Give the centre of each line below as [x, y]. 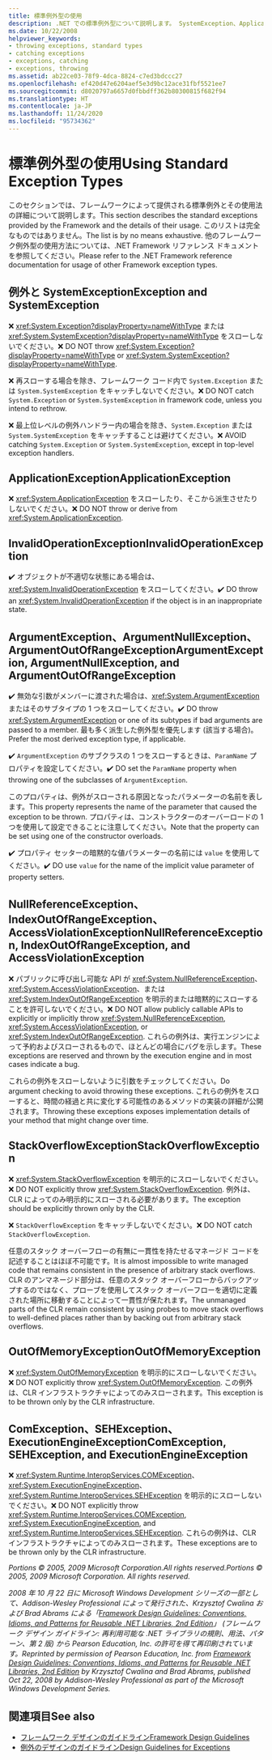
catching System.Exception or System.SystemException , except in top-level [131, 444]
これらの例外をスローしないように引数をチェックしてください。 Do [119, 1081]
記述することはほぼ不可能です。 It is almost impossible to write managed [128, 1260]
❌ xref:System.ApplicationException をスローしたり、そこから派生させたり [133, 499]
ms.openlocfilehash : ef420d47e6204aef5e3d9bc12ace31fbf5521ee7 [117, 83]
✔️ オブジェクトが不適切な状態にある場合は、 [84, 576]
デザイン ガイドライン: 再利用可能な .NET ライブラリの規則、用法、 [136, 1634]
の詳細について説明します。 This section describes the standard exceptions [133, 215]
